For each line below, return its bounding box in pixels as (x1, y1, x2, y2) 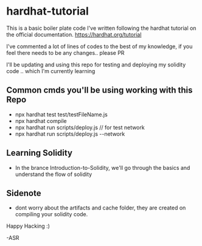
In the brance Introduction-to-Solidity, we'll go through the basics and (15, 164, 190, 171)
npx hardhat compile (15, 117, 67, 124)
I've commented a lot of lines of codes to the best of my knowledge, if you (6, 43, 193, 50)
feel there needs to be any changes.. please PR (6, 49, 125, 56)
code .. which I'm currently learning (6, 67, 96, 74)
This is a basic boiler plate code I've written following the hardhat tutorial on (6, 24, 197, 32)
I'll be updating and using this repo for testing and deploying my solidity (6, 61, 186, 68)
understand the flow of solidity (15, 170, 92, 178)
